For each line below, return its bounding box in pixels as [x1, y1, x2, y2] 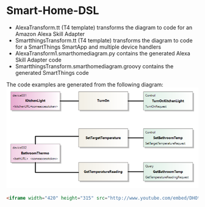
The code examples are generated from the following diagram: [6, 80, 164, 88]
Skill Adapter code [15, 56, 62, 63]
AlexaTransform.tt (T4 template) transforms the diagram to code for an [15, 24, 193, 31]
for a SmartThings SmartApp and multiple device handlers [15, 43, 162, 51]
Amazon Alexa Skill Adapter [15, 30, 85, 37]
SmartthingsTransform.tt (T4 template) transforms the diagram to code [15, 37, 193, 44]
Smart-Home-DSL [6, 4, 99, 18]
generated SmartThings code [15, 69, 89, 76]
